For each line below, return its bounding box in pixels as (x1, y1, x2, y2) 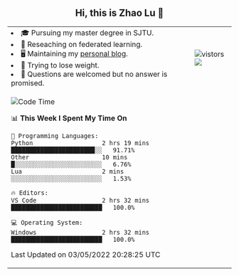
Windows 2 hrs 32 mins (11, 228, 149, 236)
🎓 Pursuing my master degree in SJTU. (21, 28, 154, 38)
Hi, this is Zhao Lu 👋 (75, 7, 164, 19)
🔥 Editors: (11, 189, 48, 196)
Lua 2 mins (11, 167, 124, 175)
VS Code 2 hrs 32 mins (11, 196, 149, 204)
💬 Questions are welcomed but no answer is (21, 69, 168, 79)
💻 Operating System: (11, 218, 83, 226)
